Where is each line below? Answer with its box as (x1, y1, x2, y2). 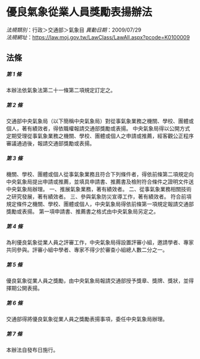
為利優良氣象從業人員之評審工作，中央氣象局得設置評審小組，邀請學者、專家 (6, 239, 194, 246)
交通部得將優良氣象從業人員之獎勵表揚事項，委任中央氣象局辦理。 (6, 316, 168, 323)
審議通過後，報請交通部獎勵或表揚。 (6, 140, 95, 147)
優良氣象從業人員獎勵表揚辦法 (6, 5, 153, 19)
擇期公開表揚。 (6, 285, 43, 292)
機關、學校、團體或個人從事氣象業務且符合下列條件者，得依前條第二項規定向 (6, 171, 194, 178)
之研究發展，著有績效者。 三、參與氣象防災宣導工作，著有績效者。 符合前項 (6, 193, 192, 200)
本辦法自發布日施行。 (6, 346, 58, 354)
